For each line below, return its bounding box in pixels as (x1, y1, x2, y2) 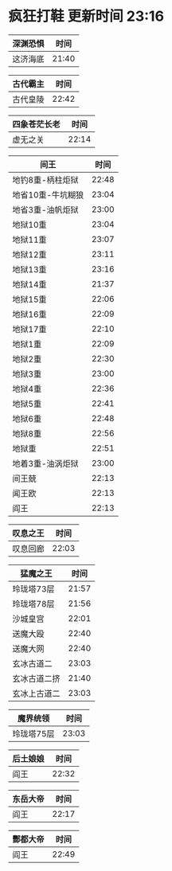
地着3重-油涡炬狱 (12, 458, 79, 469)
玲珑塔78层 (12, 598, 55, 609)
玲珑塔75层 (12, 728, 55, 739)
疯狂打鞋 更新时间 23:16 (8, 7, 165, 25)
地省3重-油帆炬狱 (12, 204, 79, 215)
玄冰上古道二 (12, 688, 61, 699)
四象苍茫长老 (12, 119, 61, 130)
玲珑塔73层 (12, 583, 55, 594)
